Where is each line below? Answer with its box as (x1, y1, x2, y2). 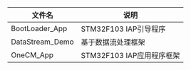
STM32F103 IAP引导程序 (81, 24, 166, 34)
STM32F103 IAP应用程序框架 (81, 51, 180, 60)
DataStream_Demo (11, 37, 74, 47)
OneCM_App (11, 50, 54, 59)
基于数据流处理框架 (81, 37, 145, 47)
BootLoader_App (11, 24, 68, 33)
